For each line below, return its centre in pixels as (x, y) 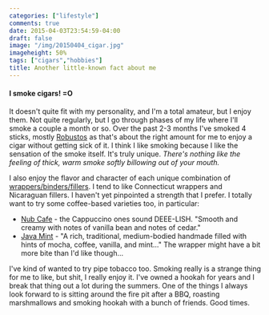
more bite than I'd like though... (72, 252)
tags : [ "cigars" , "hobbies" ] (56, 61)
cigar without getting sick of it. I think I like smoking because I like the (124, 145)
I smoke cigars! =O (41, 94)
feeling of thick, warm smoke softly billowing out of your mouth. (114, 162)
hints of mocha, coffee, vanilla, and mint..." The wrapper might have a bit (141, 244)
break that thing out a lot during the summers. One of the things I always (128, 285)
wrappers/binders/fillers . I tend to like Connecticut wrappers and (116, 186)
